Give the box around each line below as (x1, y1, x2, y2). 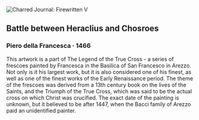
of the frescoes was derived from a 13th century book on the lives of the (6, 81, 186, 88)
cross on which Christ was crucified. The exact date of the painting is (6, 94, 180, 101)
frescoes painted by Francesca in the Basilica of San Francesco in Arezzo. (6, 62, 192, 69)
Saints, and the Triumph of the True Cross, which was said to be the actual (6, 87, 192, 95)
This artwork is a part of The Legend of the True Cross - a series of (6, 55, 174, 62)
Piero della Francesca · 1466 (6, 42, 91, 50)
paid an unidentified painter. (6, 107, 76, 114)
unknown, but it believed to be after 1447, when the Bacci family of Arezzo (6, 100, 192, 108)
